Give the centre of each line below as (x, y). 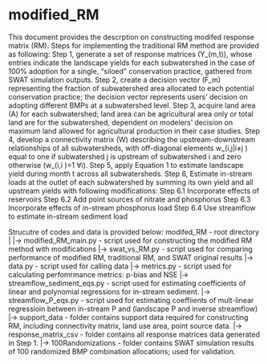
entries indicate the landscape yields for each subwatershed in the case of (132, 63)
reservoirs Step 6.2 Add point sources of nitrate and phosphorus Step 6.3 (130, 199)
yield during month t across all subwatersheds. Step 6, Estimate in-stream (130, 174)
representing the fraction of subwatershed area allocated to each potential (131, 88)
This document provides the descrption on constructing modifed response (132, 37)
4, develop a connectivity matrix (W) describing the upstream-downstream (132, 139)
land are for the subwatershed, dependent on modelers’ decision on (121, 122)
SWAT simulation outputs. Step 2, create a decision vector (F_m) (115, 80)
